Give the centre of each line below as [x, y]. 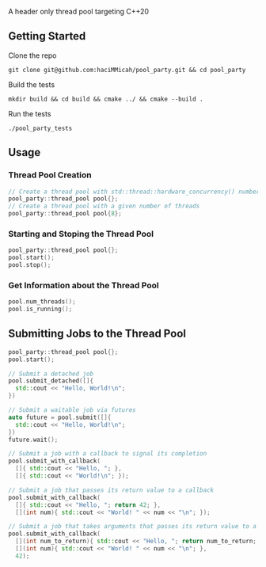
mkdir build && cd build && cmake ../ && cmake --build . [106, 99]
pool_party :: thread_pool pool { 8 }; [65, 214]
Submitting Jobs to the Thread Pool [97, 334]
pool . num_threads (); [42, 302]
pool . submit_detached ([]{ [51, 381]
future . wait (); [33, 440]
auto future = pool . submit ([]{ [60, 417]
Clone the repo [32, 55]
